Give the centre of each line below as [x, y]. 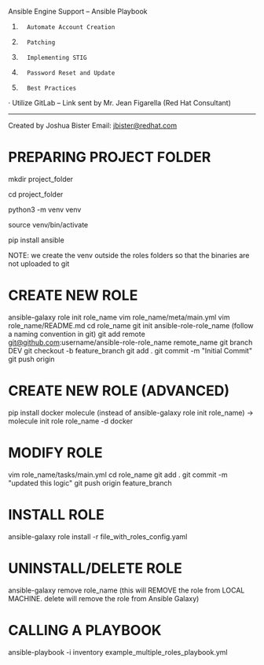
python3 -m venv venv [45, 209]
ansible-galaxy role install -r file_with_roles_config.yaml [98, 536]
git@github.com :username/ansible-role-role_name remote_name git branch [130, 342]
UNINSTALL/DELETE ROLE [95, 568]
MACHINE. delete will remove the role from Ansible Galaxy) [104, 598]
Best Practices [52, 88]
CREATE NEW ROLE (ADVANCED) [119, 391]
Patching [41, 42]
